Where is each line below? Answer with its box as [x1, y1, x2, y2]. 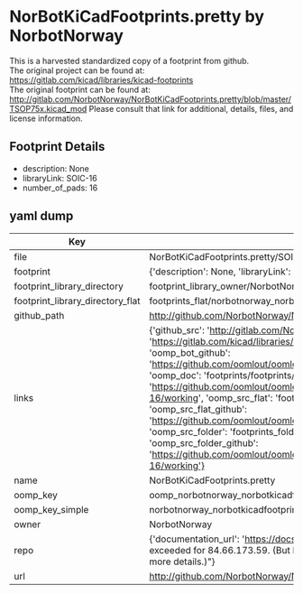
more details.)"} [148, 555, 216, 568]
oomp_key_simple [14, 503, 89, 515]
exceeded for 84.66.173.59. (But [148, 543, 290, 556]
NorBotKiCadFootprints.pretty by [9, 6, 264, 27]
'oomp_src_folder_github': [148, 436, 259, 449]
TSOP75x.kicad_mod [9, 103, 87, 114]
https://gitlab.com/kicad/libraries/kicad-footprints [9, 74, 194, 85]
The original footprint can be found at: [9, 84, 151, 95]
